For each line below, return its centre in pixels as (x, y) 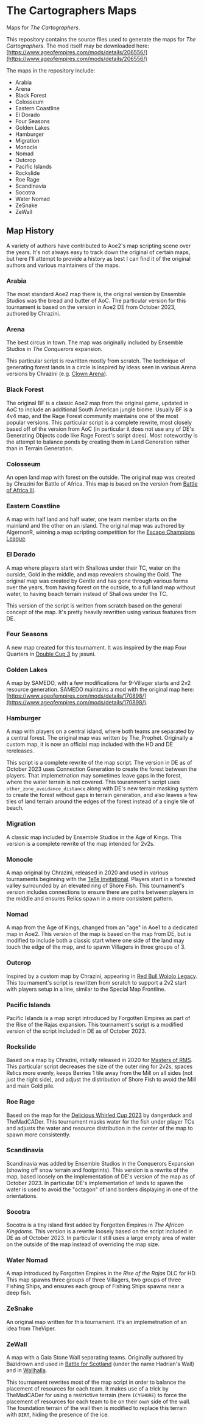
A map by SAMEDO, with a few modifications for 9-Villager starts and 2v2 (99, 683)
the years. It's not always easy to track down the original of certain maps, (98, 252)
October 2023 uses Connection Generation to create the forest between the (101, 769)
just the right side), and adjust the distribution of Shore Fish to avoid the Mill (101, 1080)
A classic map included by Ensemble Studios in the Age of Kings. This (94, 837)
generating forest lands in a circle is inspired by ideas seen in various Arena (101, 367)
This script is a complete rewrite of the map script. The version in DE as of (99, 763)
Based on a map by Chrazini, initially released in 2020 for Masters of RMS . (100, 1060)
